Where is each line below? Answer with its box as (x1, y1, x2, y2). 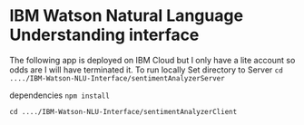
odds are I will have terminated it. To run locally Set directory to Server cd (9, 64, 283, 75)
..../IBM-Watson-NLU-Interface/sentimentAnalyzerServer (9, 73, 225, 82)
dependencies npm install (9, 90, 111, 101)
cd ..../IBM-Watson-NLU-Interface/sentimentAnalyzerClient (9, 107, 238, 116)
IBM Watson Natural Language (9, 5, 243, 26)
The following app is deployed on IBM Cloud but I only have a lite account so (9, 54, 296, 65)
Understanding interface (9, 24, 200, 45)
